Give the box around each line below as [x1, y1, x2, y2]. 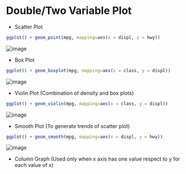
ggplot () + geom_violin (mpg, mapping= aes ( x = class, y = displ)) [6, 101, 168, 106]
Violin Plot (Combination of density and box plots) [14, 89, 134, 97]
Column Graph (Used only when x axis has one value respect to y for [14, 155, 180, 162]
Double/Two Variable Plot [6, 4, 132, 17]
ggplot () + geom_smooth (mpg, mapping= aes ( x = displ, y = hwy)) [6, 134, 163, 140]
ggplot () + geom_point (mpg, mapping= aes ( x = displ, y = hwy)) [6, 34, 160, 40]
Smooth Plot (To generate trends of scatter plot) [14, 122, 130, 129]
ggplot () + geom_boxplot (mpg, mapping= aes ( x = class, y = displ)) [6, 68, 171, 73]
